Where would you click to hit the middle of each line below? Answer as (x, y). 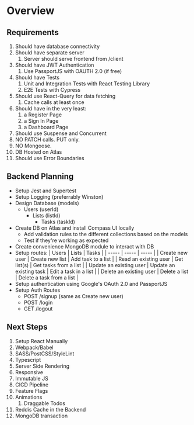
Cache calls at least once (54, 102)
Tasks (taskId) (58, 222)
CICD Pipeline (32, 385)
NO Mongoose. (33, 146)
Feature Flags (31, 391)
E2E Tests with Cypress (52, 90)
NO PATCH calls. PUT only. (47, 139)
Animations (29, 397)
